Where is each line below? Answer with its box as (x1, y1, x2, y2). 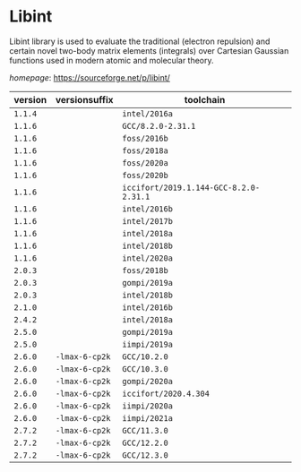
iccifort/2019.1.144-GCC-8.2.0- (122, 182, 261, 193)
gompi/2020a (122, 376, 173, 386)
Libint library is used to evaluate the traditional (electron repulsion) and (9, 36, 271, 47)
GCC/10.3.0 (122, 364, 168, 373)
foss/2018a (122, 145, 168, 156)
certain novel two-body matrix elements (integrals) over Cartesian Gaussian (9, 45, 289, 56)
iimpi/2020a (122, 400, 173, 411)
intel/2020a (122, 253, 173, 263)
